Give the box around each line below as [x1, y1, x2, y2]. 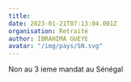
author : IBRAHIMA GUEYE [8, 34, 89, 43]
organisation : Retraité [8, 27, 89, 35]
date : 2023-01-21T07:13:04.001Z [8, 19, 117, 28]
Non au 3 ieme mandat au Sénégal [8, 64, 124, 74]
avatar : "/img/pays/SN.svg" [8, 42, 104, 50]
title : [8, 11, 31, 20]
